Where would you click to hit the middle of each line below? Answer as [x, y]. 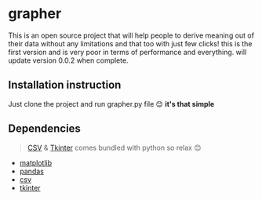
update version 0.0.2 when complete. [68, 60]
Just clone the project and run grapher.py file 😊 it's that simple [111, 104]
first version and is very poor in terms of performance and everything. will [127, 52]
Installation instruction [65, 85]
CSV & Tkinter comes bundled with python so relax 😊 [114, 147]
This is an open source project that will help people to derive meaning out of [131, 35]
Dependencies [44, 129]
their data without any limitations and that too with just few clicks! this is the [130, 43]
